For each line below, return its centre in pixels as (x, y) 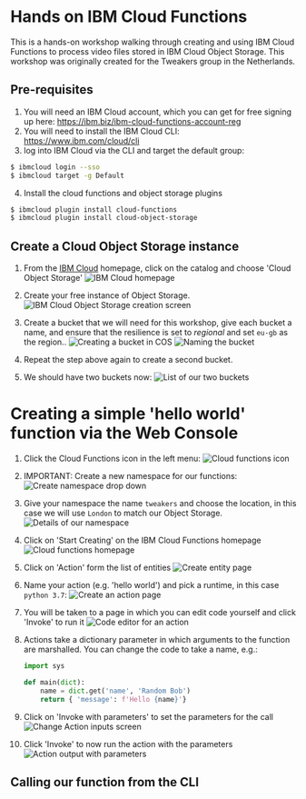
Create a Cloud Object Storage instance (125, 246)
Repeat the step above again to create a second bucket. (128, 360)
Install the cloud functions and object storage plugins (123, 193)
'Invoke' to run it (54, 622)
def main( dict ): (54, 682)
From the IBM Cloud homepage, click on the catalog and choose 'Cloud (157, 268)
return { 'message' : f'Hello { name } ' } (114, 699)
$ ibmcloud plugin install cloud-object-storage (104, 218)
